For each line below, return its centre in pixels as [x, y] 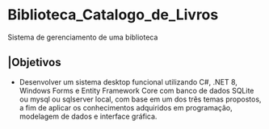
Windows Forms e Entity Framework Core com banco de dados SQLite [137, 90]
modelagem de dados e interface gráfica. [88, 116]
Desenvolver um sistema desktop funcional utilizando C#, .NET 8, [128, 81]
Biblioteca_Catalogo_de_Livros [113, 15]
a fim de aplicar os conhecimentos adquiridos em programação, [126, 107]
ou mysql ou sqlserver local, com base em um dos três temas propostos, [140, 99]
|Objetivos [34, 62]
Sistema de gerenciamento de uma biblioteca [83, 37]
